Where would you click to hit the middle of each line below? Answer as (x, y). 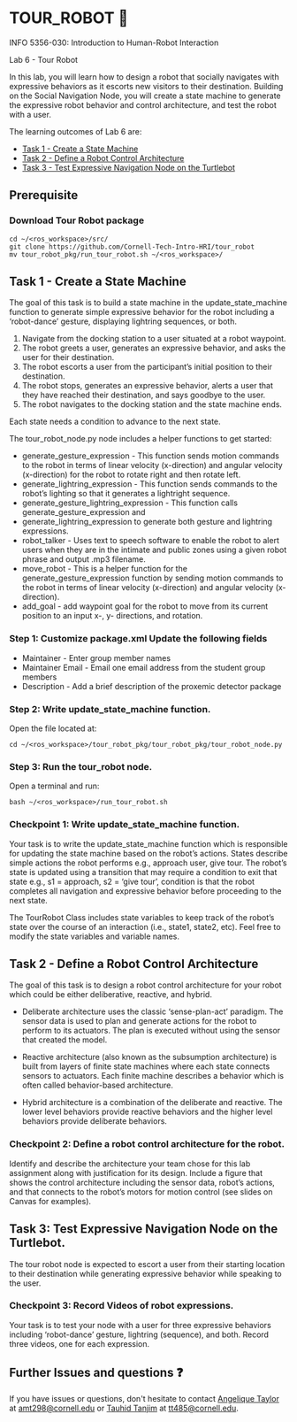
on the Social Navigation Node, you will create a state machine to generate (145, 96)
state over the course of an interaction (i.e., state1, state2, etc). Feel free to (145, 926)
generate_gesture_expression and (84, 512)
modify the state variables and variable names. (94, 936)
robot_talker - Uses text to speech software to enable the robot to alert (151, 541)
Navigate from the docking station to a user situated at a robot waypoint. (154, 339)
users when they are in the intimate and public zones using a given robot (154, 550)
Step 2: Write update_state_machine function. (110, 709)
